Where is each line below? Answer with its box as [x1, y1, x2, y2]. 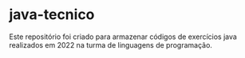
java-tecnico [9, 6, 95, 24]
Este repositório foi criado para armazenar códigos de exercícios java [9, 32, 238, 41]
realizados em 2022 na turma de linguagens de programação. [9, 40, 212, 49]
